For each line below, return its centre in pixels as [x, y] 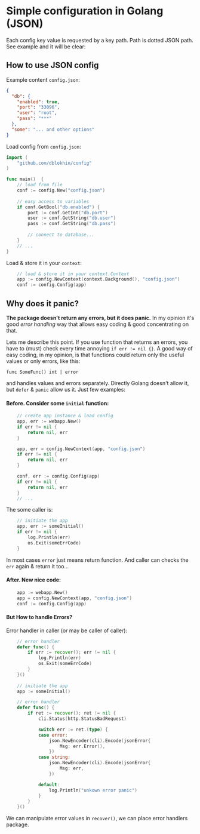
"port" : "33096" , [39, 107]
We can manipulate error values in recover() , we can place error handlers [97, 818]
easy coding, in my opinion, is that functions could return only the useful [95, 355]
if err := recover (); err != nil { [72, 653]
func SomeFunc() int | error [42, 372]
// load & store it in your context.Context [73, 274]
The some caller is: [30, 510]
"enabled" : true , [39, 102]
